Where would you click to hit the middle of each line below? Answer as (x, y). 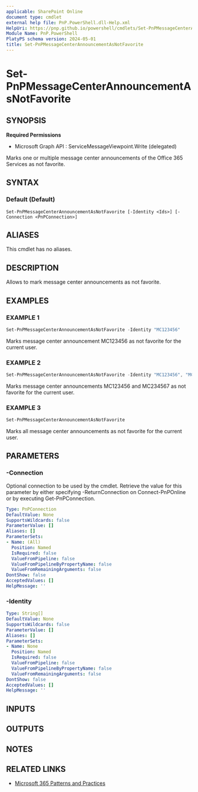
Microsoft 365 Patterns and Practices (60, 783)
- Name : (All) (24, 542)
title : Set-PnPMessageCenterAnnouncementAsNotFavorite (75, 45)
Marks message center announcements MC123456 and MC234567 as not (96, 386)
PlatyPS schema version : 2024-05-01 (51, 39)
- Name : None (22, 647)
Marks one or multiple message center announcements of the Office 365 (95, 158)
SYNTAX (23, 183)
